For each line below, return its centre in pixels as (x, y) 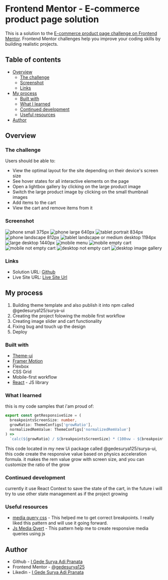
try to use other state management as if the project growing (66, 494)
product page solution (52, 19)
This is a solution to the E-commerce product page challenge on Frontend (81, 33)
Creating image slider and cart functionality (57, 321)
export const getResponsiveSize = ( (43, 416)
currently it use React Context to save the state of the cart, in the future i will (84, 488)
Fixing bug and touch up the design (49, 326)
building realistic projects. (32, 44)
